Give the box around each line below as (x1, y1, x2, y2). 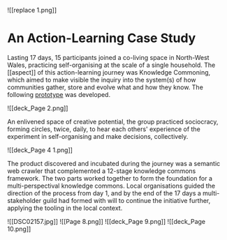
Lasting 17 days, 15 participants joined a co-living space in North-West (7, 53, 210, 61)
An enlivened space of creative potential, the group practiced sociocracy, (7, 117, 219, 126)
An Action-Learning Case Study (7, 31, 196, 46)
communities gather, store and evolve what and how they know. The (7, 83, 204, 91)
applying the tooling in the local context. (7, 204, 123, 212)
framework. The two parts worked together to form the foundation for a (7, 174, 213, 182)
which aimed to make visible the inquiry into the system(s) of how (7, 75, 196, 84)
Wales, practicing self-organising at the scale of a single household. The (7, 61, 216, 69)
